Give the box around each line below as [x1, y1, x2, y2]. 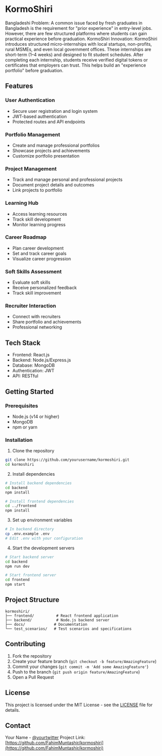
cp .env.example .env [5, 531, 50, 536]
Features [5, 82, 33, 90]
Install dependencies [12, 471, 55, 477]
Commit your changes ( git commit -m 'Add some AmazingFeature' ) [12, 664, 149, 670]
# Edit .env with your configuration [5, 536, 83, 541]
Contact [5, 721, 31, 730]
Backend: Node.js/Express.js [12, 357, 71, 363]
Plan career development [12, 245, 64, 251]
